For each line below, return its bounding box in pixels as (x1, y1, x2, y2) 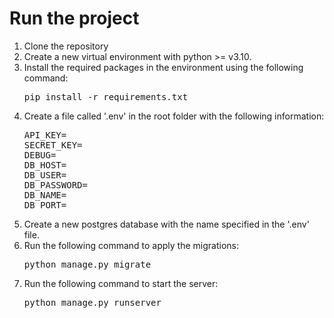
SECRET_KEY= (23, 139, 83, 151)
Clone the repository (23, 40, 109, 52)
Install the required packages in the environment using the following (23, 61, 304, 73)
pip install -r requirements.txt (23, 91, 189, 102)
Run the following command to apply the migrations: (23, 239, 239, 251)
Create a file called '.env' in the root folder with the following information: (23, 110, 325, 122)
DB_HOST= (23, 159, 67, 171)
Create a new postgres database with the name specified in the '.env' (23, 218, 310, 230)
